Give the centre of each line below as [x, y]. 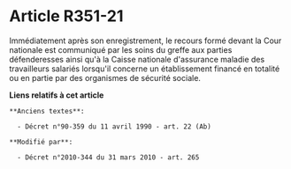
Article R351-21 [66, 16]
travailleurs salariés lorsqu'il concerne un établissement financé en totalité [145, 69]
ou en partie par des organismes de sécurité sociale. [105, 77]
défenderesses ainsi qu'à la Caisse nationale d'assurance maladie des [137, 59]
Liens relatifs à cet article [57, 95]
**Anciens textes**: [47, 111]
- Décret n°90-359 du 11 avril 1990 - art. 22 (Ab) [115, 126]
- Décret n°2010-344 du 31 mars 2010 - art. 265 [108, 157]
